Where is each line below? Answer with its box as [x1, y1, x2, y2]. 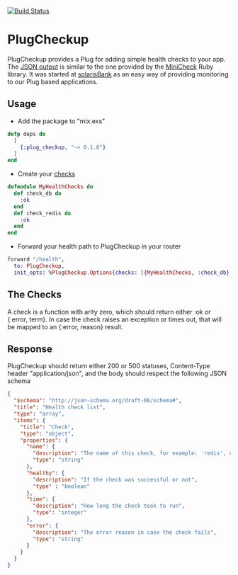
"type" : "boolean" [33, 482, 91, 490]
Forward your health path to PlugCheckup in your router [17, 242, 181, 251]
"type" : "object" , [20, 430, 74, 437]
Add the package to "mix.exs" [17, 117, 106, 125]
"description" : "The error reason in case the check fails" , [33, 528, 217, 536]
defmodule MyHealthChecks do [7, 183, 93, 190]
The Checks [7, 289, 62, 301]
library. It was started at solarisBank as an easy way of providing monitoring [7, 69, 229, 78]
